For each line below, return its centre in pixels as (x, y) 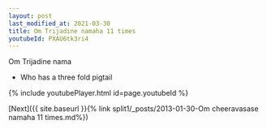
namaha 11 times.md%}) (49, 118)
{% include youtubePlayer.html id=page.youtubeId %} (99, 93)
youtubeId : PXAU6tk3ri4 (49, 39)
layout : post (30, 16)
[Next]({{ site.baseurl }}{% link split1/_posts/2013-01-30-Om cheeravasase (133, 109)
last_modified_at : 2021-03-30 (60, 24)
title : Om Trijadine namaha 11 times (72, 31)
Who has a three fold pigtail (66, 77)
